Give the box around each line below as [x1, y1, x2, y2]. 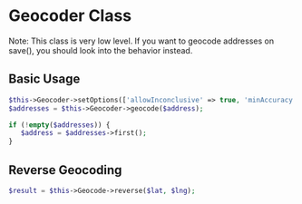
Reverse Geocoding [8, 162, 122, 178]
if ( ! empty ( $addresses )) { [8, 120, 111, 130]
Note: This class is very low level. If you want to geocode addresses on [8, 35, 274, 46]
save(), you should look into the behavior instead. [8, 44, 193, 55]
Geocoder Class [8, 5, 132, 26]
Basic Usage [8, 72, 81, 87]
